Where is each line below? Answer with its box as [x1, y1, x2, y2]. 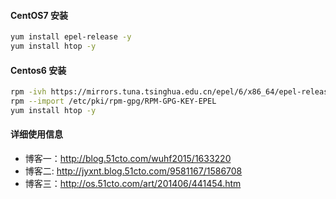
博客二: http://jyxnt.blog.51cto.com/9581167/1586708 [24, 165, 243, 177]
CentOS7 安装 [10, 9, 68, 21]
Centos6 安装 [10, 64, 67, 76]
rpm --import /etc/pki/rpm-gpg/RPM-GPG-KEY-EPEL [10, 96, 217, 107]
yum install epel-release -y [10, 32, 132, 42]
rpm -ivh [10, 87, 47, 97]
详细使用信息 [10, 128, 63, 140]
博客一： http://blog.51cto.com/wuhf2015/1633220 [24, 152, 232, 164]
